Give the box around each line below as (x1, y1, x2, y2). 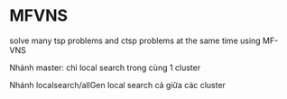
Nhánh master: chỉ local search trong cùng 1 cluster (9, 62, 201, 73)
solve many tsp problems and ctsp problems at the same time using (9, 35, 261, 46)
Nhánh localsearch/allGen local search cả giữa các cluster (9, 79, 226, 90)
